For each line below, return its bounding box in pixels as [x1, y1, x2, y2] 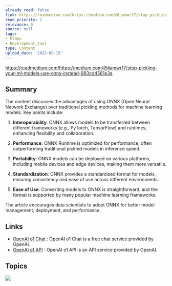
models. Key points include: [5, 109, 64, 116]
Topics [5, 261, 28, 270]
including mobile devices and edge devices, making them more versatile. [12, 161, 167, 167]
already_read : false [5, 7, 50, 13]
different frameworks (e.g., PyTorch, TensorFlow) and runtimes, [12, 125, 147, 131]
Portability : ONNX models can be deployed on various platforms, [12, 156, 151, 162]
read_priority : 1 [5, 17, 42, 22]
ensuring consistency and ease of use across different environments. [12, 177, 159, 183]
